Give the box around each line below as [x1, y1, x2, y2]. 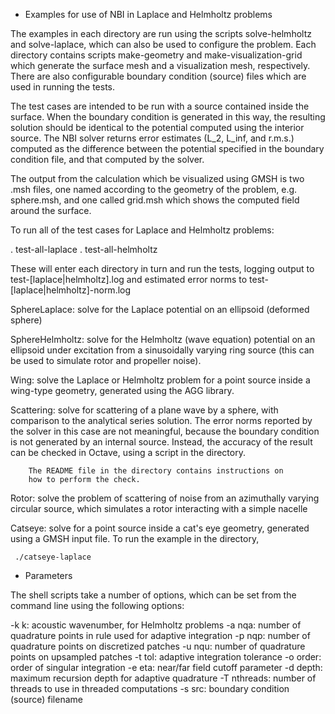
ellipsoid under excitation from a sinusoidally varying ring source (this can [10, 344, 315, 356]
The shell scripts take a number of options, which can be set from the [10, 589, 297, 601]
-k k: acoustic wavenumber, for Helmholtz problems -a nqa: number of [10, 619, 302, 631]
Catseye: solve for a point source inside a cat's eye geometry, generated [10, 522, 310, 534]
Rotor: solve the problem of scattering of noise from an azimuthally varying [10, 492, 320, 504]
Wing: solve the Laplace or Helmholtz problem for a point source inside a [10, 374, 311, 386]
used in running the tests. [10, 81, 116, 93]
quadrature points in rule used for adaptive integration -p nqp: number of [10, 630, 311, 641]
